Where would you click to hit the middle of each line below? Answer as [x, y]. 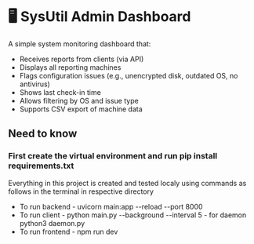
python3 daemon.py [52, 223]
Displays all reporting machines [70, 67]
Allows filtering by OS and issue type [79, 100]
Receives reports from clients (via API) [82, 59]
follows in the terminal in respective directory [81, 191]
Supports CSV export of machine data [81, 109]
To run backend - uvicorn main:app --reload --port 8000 [111, 206]
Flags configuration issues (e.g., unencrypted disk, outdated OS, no [129, 75]
